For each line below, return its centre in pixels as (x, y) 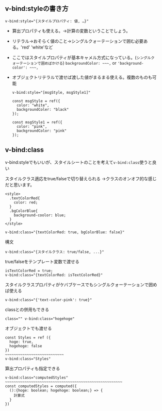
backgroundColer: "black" (43, 109)
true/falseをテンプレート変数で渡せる (42, 261)
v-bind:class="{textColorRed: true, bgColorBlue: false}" (65, 232)
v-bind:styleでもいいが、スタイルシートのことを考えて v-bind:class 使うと (79, 162)
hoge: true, (22, 342)
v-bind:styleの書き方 (37, 9)
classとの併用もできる (27, 309)
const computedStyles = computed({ (41, 386)
